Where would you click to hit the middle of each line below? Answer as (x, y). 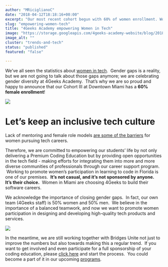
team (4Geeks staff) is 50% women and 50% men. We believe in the (76, 203)
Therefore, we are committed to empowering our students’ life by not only (81, 151)
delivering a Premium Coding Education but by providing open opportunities (83, 156)
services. (14, 219)
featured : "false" (24, 52)
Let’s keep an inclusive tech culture (80, 121)
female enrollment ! (25, 92)
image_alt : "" (20, 38)
